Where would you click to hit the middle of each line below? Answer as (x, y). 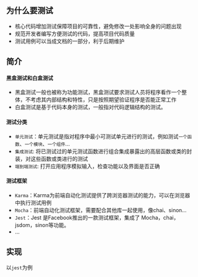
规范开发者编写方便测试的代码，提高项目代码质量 (75, 33)
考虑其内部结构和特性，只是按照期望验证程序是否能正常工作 (103, 99)
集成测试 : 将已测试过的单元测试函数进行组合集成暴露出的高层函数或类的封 (103, 151)
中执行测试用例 (33, 203)
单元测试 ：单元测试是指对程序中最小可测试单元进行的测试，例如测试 (97, 136)
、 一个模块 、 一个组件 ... (45, 144)
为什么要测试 (30, 11)
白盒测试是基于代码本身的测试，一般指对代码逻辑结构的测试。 (90, 107)
